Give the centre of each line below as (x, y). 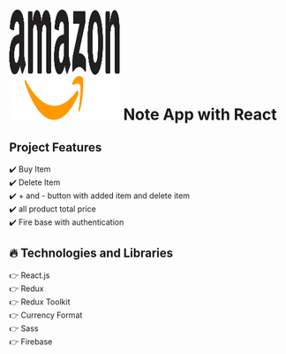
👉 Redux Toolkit (40, 302)
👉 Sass (24, 328)
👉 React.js (30, 275)
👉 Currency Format (46, 315)
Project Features (56, 147)
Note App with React (200, 115)
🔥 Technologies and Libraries (91, 254)
